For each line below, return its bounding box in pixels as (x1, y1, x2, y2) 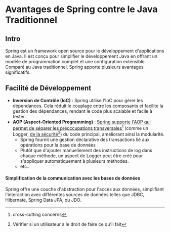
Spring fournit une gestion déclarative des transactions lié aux (20, 136, 150, 143)
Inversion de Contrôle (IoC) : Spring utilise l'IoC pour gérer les (12, 97, 143, 103)
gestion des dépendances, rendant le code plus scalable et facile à (12, 108, 153, 114)
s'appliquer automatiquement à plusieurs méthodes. (20, 158, 129, 164)
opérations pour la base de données (20, 142, 96, 148)
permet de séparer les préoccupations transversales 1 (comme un (12, 124, 148, 131)
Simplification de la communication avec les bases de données (5, 175, 141, 181)
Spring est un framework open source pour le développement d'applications (5, 48, 164, 54)
